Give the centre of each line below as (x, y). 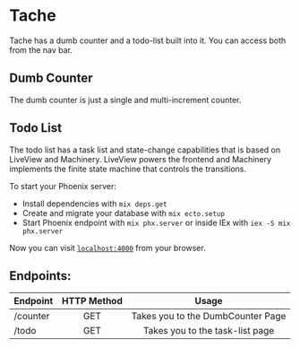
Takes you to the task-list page (209, 331)
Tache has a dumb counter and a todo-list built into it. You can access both (148, 40)
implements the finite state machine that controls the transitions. (128, 169)
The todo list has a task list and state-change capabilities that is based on (145, 150)
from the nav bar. (41, 49)
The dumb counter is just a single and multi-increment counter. (125, 100)
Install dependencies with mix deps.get (94, 204)
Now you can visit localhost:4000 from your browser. (107, 248)
